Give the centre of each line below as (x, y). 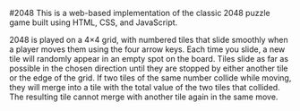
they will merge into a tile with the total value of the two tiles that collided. (145, 87)
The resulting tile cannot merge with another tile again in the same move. (144, 97)
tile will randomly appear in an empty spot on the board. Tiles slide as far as (149, 59)
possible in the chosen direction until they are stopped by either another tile (149, 68)
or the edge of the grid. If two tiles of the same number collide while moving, (150, 78)
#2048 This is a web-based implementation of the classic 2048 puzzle (140, 13)
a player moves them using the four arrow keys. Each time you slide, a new (147, 49)
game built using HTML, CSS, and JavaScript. (94, 22)
